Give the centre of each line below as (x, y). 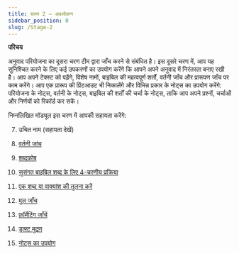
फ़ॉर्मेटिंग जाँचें (33, 215)
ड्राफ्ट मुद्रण (30, 229)
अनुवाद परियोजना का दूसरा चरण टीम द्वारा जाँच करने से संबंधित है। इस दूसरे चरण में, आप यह (111, 62)
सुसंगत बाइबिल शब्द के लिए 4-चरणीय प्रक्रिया (68, 172)
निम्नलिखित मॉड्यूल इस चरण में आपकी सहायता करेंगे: (67, 116)
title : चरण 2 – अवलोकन (41, 14)
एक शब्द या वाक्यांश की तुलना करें (55, 187)
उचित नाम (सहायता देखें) (46, 130)
